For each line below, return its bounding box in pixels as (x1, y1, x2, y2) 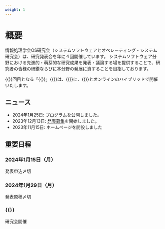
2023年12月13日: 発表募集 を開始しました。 (12, 118, 99, 124)
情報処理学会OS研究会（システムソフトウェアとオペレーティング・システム (5, 47, 158, 53)
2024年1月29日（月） (5, 182, 58, 189)
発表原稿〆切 (5, 194, 31, 200)
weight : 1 (5, 7, 26, 12)
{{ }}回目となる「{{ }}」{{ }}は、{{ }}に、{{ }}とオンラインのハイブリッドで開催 (5, 76, 159, 82)
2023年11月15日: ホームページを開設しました (12, 124, 102, 131)
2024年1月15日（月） (5, 156, 56, 163)
